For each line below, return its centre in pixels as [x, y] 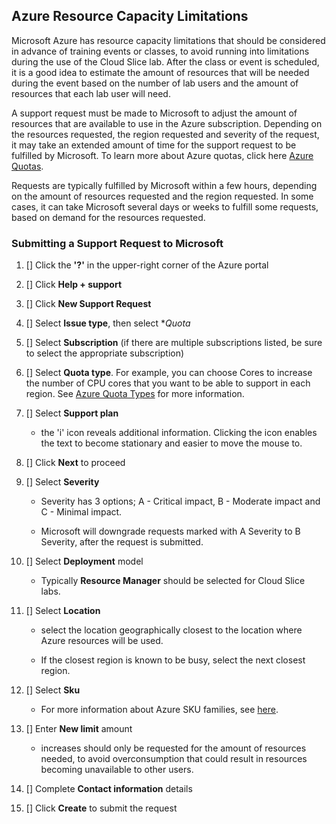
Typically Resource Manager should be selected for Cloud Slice [173, 581]
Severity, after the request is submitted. [122, 542]
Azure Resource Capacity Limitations [130, 16]
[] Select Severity [62, 482]
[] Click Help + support [74, 285]
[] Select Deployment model [84, 561]
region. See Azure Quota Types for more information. [135, 394]
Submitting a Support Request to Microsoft [117, 243]
